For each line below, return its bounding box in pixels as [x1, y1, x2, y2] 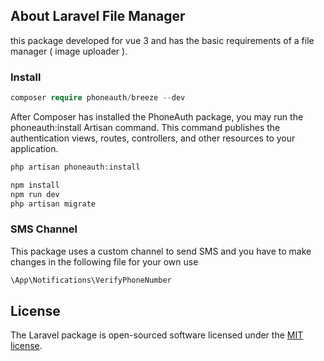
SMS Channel [10, 222, 78, 236]
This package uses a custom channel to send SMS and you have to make [10, 245, 312, 257]
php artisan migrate [10, 199, 97, 209]
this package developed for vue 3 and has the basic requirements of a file [10, 34, 315, 46]
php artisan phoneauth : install [10, 162, 141, 172]
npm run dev [10, 189, 60, 199]
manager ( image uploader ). [10, 45, 128, 57]
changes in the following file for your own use [10, 255, 199, 268]
